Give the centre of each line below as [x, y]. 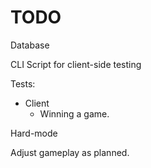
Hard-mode [34, 133]
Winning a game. [74, 113]
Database [30, 45]
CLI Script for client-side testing [76, 64]
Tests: [23, 83]
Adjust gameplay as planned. [70, 152]
